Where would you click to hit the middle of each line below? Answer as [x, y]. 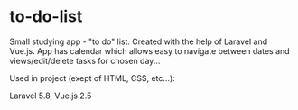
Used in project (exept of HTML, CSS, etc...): [93, 78]
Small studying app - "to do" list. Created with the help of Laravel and [139, 41]
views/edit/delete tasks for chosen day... [85, 60]
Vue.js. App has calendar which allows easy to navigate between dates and [150, 50]
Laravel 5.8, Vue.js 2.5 [51, 96]
